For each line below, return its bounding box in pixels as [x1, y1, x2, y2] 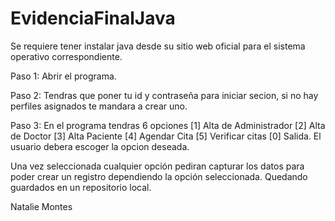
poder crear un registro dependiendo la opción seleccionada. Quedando [10, 170, 308, 182]
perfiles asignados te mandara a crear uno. [10, 100, 188, 112]
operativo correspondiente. [10, 50, 123, 62]
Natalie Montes [10, 200, 73, 212]
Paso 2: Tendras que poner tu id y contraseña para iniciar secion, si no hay [10, 89, 319, 101]
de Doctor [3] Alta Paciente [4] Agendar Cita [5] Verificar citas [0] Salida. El [10, 130, 322, 142]
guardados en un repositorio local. [10, 181, 152, 193]
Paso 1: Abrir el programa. [10, 70, 117, 82]
